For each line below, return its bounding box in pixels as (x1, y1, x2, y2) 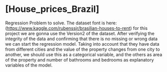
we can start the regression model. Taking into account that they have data (5, 41, 159, 47)
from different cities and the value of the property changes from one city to (5, 46, 160, 52)
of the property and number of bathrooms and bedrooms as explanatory (5, 57, 154, 63)
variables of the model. (5, 62, 53, 68)
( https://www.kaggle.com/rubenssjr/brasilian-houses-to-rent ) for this (5, 25, 148, 31)
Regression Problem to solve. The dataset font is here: (5, 20, 117, 26)
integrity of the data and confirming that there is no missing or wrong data (5, 36, 158, 42)
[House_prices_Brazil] (5, 3, 99, 15)
